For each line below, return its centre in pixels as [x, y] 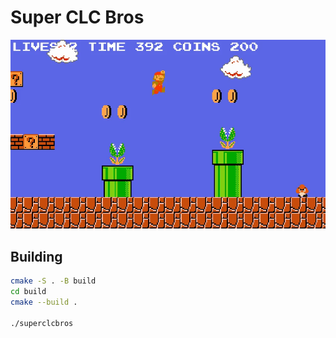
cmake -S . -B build [53, 281]
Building [36, 256]
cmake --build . [44, 302]
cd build [28, 292]
